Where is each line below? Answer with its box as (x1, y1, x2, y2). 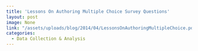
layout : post (6, 14, 38, 20)
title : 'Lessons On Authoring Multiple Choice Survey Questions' (6, 8, 170, 15)
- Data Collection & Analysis (11, 36, 85, 42)
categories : (6, 30, 35, 36)
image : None (6, 19, 35, 25)
